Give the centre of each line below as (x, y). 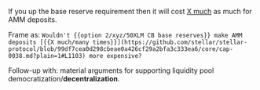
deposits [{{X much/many (49, 42)
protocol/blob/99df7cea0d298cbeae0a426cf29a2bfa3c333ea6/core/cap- (121, 49)
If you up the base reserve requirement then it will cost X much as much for (130, 11)
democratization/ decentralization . (64, 79)
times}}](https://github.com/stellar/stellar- (170, 42)
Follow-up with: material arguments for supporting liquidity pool (111, 70)
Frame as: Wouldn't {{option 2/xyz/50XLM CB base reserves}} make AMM (125, 35)
